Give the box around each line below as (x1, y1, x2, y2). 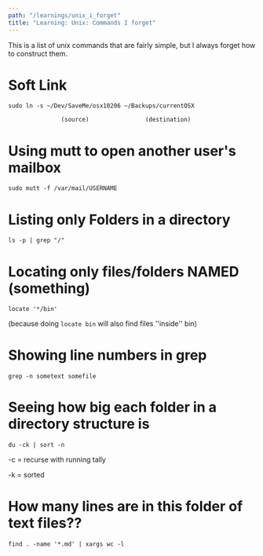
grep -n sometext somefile (8, 372, 97, 381)
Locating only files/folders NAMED (8, 262, 239, 280)
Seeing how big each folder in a (8, 398, 217, 416)
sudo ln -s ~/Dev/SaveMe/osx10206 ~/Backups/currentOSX (8, 102, 195, 110)
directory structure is (8, 415, 150, 433)
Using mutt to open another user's (8, 142, 237, 159)
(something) (8, 280, 90, 297)
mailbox (8, 159, 61, 177)
